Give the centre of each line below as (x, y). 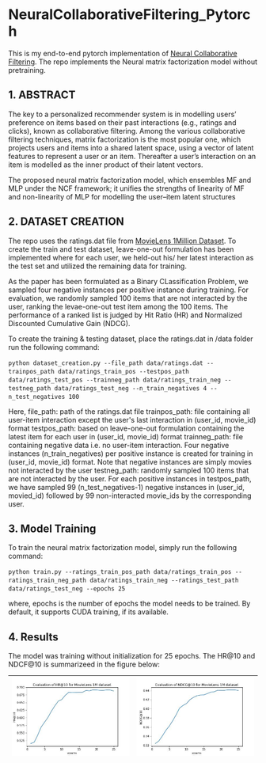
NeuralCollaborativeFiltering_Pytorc (129, 15)
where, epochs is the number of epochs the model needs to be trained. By (129, 604)
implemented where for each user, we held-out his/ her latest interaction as (131, 257)
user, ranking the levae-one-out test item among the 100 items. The (118, 306)
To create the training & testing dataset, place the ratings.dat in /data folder (131, 339)
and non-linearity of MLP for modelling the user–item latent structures (122, 196)
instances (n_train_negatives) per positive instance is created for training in (131, 454)
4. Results (34, 637)
